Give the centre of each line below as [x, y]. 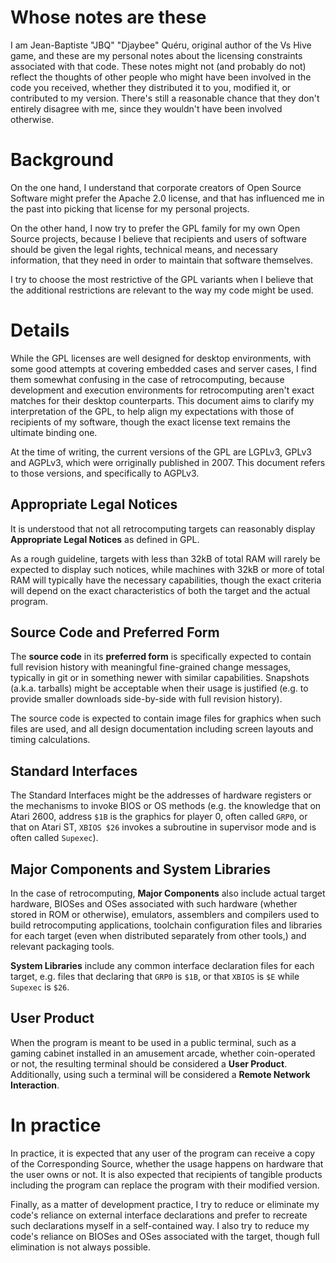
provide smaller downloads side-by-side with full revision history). [146, 699]
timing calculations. [50, 740]
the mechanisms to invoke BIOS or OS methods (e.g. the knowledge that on [166, 806]
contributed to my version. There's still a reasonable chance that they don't [165, 98]
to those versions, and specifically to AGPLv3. [105, 473]
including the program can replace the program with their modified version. [165, 1185]
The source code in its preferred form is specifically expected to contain [161, 657]
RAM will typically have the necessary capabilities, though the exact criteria [166, 580]
